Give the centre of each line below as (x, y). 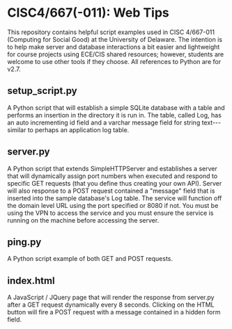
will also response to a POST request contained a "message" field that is (111, 191)
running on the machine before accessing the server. (83, 220)
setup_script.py (42, 91)
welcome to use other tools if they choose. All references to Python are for (114, 61)
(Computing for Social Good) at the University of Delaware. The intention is (115, 39)
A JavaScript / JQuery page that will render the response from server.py (111, 298)
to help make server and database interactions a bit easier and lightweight (114, 47)
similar (17, 129)
